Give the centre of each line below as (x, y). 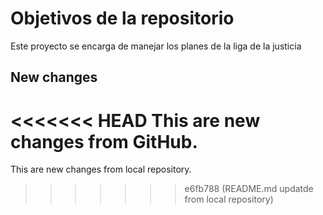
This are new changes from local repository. (101, 169)
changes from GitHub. (104, 141)
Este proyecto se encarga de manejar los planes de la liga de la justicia (156, 46)
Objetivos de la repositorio (122, 18)
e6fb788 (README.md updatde (249, 189)
